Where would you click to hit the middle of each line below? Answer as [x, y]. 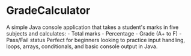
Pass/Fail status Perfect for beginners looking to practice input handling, [95, 40]
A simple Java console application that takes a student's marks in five [92, 27]
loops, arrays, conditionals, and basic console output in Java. [82, 46]
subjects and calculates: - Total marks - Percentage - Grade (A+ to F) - [94, 33]
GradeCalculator [48, 11]
